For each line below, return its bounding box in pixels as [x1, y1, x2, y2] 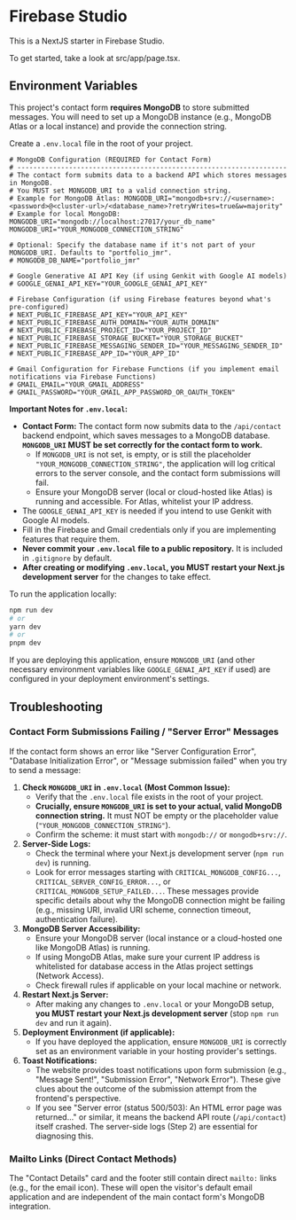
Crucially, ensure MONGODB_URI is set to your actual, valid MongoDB [35, 801, 283, 811]
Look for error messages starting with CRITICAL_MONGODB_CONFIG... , [35, 866, 281, 877]
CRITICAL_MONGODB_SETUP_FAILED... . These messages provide [35, 885, 260, 896]
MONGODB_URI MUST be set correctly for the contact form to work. [21, 439, 263, 450]
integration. [9, 1201, 51, 1212]
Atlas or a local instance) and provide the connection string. [9, 121, 228, 131]
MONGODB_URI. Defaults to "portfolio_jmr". [9, 248, 173, 257]
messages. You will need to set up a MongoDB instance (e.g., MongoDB [9, 111, 272, 121]
